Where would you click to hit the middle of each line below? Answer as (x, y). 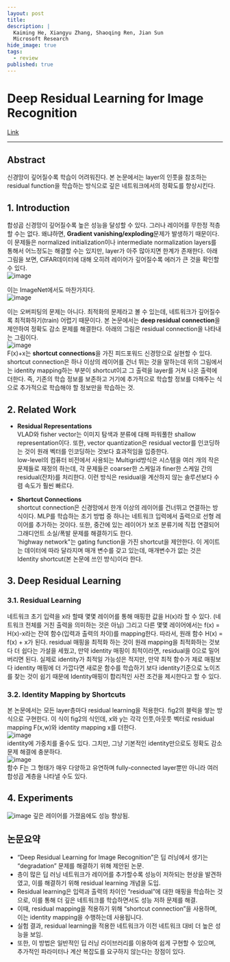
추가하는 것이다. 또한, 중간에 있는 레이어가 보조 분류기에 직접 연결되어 (128, 525)
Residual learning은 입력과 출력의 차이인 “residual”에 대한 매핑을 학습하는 (116, 891)
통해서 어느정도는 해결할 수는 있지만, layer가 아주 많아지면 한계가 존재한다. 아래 (112, 251)
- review (26, 58)
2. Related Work (42, 410)
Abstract (26, 159)
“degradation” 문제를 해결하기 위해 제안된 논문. (80, 865)
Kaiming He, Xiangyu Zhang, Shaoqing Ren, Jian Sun (89, 33)
